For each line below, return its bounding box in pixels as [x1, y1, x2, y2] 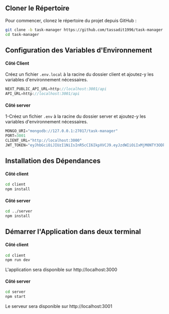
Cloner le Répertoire [5, 4, 69, 13]
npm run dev [5, 257, 30, 262]
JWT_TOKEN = [5, 143, 28, 148]
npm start [5, 294, 26, 299]
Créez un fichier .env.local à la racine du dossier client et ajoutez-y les [5, 71, 154, 77]
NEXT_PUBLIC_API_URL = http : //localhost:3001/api [5, 86, 107, 92]
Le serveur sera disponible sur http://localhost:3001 [5, 303, 112, 309]
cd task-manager [5, 32, 39, 37]
